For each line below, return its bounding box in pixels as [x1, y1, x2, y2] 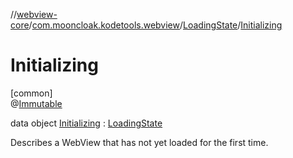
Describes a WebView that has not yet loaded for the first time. [10, 136, 269, 148]
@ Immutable [10, 97, 63, 109]
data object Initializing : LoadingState [10, 117, 163, 129]
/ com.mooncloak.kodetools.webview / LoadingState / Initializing [28, 19, 283, 31]
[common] [10, 87, 53, 99]
